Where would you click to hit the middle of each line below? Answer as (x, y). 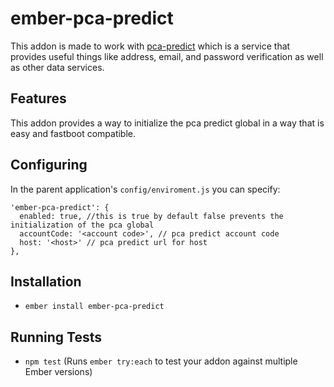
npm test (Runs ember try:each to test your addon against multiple (161, 361)
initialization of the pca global (82, 225)
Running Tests (56, 337)
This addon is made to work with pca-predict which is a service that (150, 46)
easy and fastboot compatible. (73, 133)
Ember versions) (58, 372)
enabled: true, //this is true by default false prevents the (151, 216)
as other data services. (57, 67)
